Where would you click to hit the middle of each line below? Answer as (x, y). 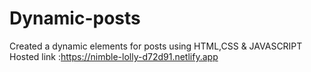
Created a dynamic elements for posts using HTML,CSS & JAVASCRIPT (156, 46)
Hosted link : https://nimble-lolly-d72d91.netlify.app (114, 56)
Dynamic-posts (75, 18)
